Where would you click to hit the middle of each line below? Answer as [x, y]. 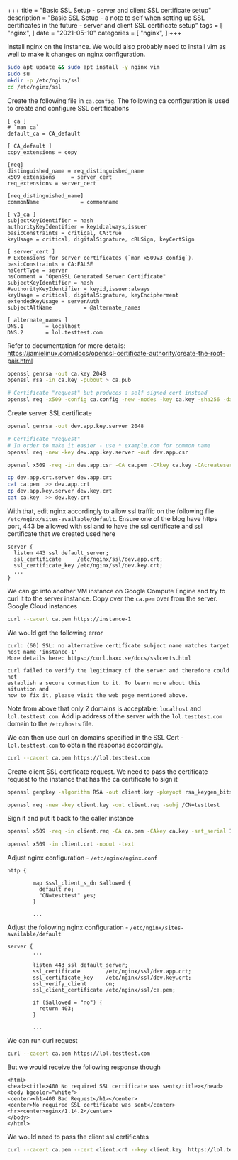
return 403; [56, 1009]
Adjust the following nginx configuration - [68, 928]
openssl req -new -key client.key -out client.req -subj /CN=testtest [114, 805]
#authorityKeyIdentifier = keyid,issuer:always [79, 289]
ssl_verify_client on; [74, 984]
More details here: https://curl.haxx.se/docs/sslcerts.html [100, 658]
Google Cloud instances [42, 606]
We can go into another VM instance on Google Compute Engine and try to [117, 591]
